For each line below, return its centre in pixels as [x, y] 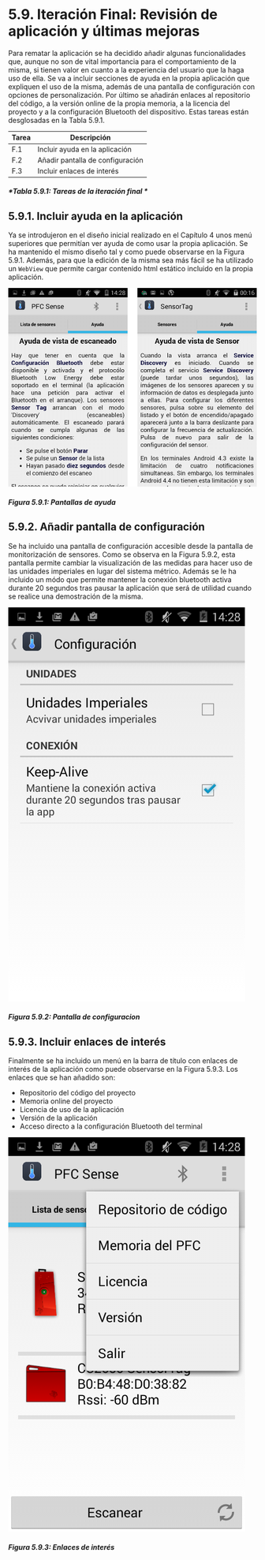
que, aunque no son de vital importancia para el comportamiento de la [122, 62]
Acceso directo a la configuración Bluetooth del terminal [111, 1126]
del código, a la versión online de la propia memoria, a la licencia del [119, 103]
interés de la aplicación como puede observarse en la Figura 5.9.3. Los [123, 1069]
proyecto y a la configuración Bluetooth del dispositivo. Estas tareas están [129, 111]
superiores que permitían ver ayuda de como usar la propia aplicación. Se [128, 244]
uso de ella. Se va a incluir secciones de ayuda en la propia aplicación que [129, 78]
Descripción [90, 138]
